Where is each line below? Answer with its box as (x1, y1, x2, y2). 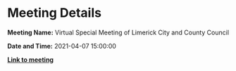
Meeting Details (7, 5, 102, 21)
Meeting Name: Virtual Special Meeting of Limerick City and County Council (7, 28, 230, 37)
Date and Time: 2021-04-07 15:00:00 (7, 41, 116, 50)
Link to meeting (7, 55, 54, 64)
